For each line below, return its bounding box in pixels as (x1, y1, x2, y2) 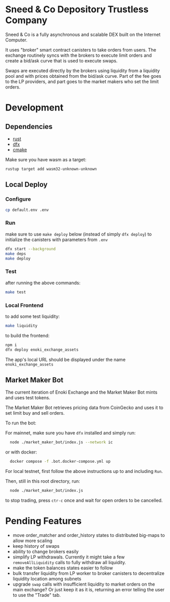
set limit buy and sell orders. (5, 410, 65, 416)
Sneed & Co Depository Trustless (5, 4, 149, 15)
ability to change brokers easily (12, 548, 79, 554)
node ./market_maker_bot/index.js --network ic (10, 440, 113, 445)
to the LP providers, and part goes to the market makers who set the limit (5, 78, 159, 84)
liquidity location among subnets (12, 575, 82, 582)
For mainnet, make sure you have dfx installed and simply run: (5, 430, 136, 436)
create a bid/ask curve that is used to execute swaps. (5, 57, 118, 63)
